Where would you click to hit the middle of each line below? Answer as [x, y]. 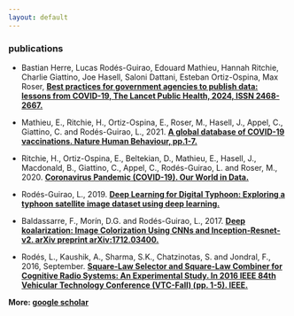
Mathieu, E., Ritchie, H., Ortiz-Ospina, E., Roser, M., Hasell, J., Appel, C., [152, 122]
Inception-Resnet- [246, 230]
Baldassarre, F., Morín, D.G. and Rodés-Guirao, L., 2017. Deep [133, 220]
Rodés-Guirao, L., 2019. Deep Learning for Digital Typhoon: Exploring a [153, 194]
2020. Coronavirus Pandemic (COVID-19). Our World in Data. [135, 177]
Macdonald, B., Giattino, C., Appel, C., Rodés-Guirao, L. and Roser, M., [149, 167]
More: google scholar [49, 302]
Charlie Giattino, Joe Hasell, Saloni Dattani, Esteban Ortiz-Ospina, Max [150, 77]
